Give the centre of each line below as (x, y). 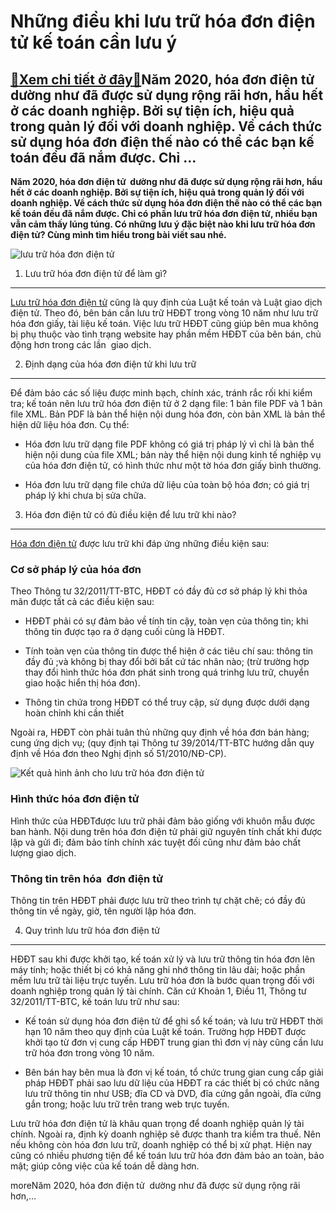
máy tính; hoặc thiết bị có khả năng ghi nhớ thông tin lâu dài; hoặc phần (158, 969)
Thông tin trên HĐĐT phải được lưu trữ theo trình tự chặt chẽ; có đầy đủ (158, 900)
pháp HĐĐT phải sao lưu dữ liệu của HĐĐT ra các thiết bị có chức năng (172, 1082)
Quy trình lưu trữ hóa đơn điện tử (92, 930)
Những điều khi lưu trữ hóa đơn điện (163, 21)
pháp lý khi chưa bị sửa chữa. (85, 495)
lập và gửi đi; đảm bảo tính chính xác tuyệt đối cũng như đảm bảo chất (156, 842)
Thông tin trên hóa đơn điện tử (86, 878)
